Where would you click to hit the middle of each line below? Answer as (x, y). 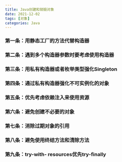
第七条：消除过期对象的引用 (37, 126)
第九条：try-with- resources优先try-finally (56, 154)
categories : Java (23, 23)
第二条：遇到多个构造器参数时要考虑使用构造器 (60, 55)
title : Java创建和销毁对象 (30, 9)
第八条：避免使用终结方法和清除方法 (47, 140)
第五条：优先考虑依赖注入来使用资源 (47, 97)
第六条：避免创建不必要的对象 (40, 112)
